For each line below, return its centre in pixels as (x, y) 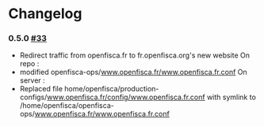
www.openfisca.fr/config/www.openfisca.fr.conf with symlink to (151, 97)
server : (32, 80)
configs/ (33, 97)
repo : (29, 64)
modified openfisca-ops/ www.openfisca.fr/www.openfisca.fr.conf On (133, 72)
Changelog (45, 14)
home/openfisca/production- (112, 89)
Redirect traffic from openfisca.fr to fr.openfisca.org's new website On (135, 55)
